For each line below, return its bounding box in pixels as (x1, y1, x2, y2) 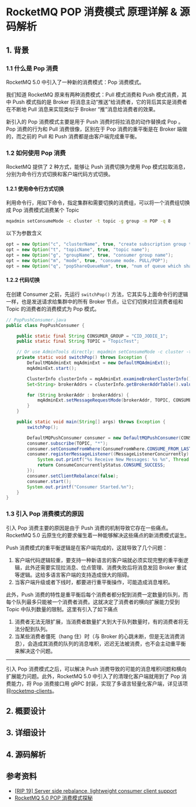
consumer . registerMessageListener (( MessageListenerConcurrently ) (27, 451, 190, 457)
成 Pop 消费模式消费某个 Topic (6, 206, 79, 214)
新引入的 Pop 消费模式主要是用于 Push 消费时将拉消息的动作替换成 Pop (6, 118, 177, 125)
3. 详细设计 (6, 728, 46, 738)
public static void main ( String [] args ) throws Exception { (16, 419, 166, 425)
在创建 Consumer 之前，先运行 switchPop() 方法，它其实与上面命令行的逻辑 (6, 291, 188, 298)
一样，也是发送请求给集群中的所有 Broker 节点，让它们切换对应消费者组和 (6, 298, 184, 305)
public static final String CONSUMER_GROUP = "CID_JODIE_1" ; (16, 333, 168, 339)
